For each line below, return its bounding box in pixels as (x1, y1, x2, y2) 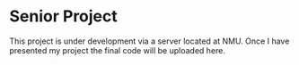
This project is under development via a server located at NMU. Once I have (9, 36, 290, 46)
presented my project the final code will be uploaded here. (9, 45, 226, 55)
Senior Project (9, 6, 119, 27)
